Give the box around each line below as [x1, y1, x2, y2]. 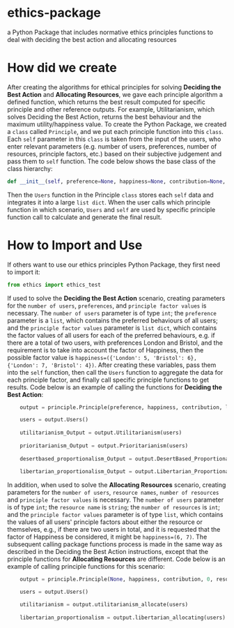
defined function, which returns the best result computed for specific [7, 98, 205, 106]
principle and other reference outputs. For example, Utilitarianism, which [7, 105, 215, 113]
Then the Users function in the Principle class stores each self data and [7, 190, 214, 199]
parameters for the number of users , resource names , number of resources [7, 488, 219, 497]
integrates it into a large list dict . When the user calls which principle [7, 197, 211, 207]
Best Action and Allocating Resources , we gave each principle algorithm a [7, 90, 223, 98]
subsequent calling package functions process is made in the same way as [7, 540, 223, 548]
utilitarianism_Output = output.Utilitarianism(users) [19, 429, 182, 437]
